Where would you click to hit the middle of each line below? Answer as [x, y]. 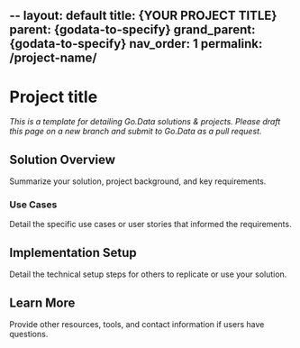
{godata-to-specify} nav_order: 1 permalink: [136, 44]
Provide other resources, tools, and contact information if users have [137, 325]
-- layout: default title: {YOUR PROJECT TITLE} [143, 16]
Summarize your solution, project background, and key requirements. [138, 181]
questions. [29, 334]
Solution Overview [62, 159]
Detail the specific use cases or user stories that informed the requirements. [150, 224]
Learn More [42, 302]
